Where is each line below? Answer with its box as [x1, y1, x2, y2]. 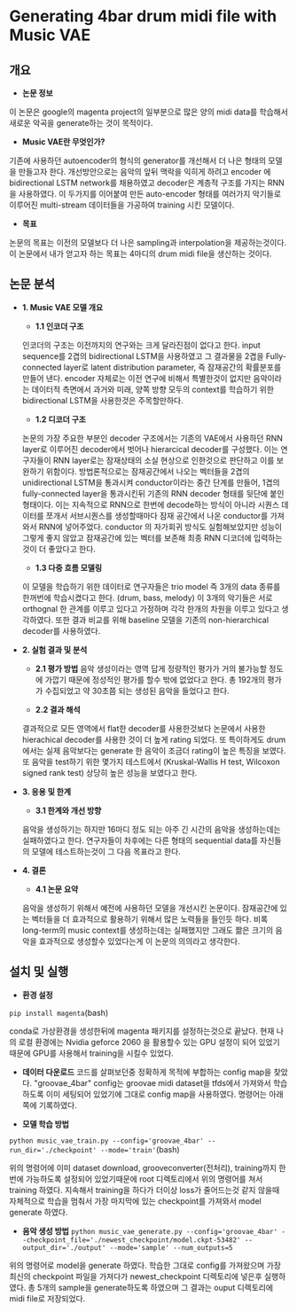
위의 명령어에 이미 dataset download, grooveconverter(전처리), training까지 [9, 1162, 277, 1173]
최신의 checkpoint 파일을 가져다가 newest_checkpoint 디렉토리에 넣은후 [9, 1270, 263, 1282]
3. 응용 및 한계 [21, 786, 72, 797]
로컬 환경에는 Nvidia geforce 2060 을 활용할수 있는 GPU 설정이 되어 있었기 [18, 1036, 281, 1047]
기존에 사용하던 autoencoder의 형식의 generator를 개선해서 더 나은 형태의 [9, 155, 267, 166]
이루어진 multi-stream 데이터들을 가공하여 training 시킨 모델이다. [9, 199, 235, 210]
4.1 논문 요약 [35, 884, 79, 894]
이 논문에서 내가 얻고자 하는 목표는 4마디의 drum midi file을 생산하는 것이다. [9, 248, 272, 259]
